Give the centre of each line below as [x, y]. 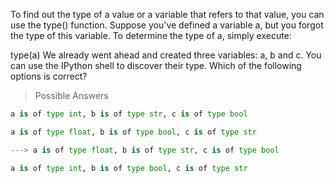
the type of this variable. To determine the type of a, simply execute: [151, 35]
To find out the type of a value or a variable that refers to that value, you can [167, 14]
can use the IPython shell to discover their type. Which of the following [156, 65]
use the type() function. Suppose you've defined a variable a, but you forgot [167, 25]
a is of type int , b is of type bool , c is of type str [129, 168]
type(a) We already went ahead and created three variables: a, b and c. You [166, 55]
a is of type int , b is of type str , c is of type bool [129, 114]
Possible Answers [71, 95]
